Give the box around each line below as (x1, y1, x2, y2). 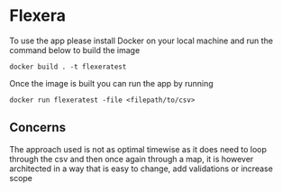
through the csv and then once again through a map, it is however (9, 153, 254, 164)
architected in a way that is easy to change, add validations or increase (9, 163, 273, 174)
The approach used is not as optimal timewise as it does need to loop (9, 143, 268, 154)
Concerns (9, 120, 66, 135)
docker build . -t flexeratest (9, 62, 127, 71)
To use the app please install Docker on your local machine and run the (9, 35, 273, 46)
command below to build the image (9, 44, 141, 55)
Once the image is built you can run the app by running (9, 78, 214, 88)
